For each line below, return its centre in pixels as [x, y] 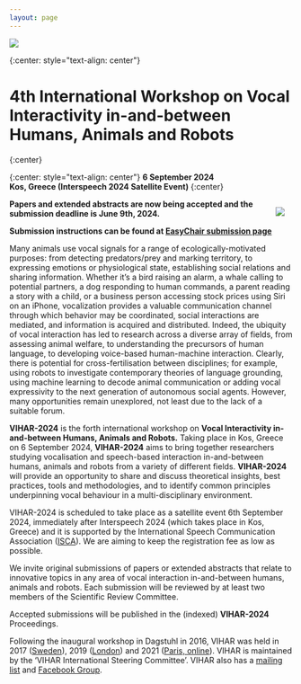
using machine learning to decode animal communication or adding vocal [145, 382]
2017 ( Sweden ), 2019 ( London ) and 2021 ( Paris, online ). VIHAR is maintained [151, 650]
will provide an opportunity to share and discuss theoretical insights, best [145, 475]
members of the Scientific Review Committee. [94, 596]
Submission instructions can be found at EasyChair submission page [141, 231]
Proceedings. [34, 623]
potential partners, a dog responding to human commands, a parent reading [150, 286]
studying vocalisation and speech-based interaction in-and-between [137, 457]
